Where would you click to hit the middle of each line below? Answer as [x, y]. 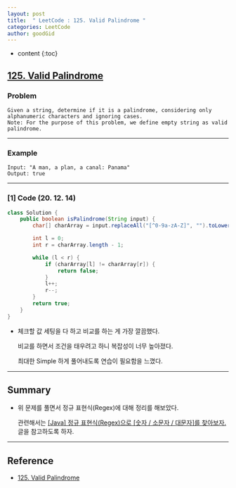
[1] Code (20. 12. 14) [41, 198]
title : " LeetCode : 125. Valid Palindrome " [77, 20]
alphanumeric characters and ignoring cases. [75, 116]
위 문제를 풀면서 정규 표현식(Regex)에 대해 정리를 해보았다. [98, 408]
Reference [31, 461]
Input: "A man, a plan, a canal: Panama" [69, 168]
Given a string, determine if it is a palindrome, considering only [110, 110]
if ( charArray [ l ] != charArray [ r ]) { [100, 264]
